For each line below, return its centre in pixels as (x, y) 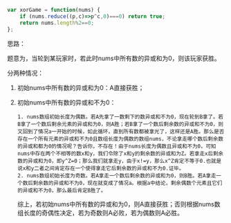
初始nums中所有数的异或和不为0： (66, 102)
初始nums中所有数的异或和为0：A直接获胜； (81, 87)
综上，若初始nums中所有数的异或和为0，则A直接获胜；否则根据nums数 (119, 204)
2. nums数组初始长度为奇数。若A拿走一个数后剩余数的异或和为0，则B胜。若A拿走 (117, 176)
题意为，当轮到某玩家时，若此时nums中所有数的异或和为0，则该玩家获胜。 (114, 58)
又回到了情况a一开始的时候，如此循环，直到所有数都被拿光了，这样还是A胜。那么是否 (121, 132)
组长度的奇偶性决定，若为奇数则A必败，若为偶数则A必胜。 (100, 213)
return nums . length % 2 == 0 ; (57, 23)
